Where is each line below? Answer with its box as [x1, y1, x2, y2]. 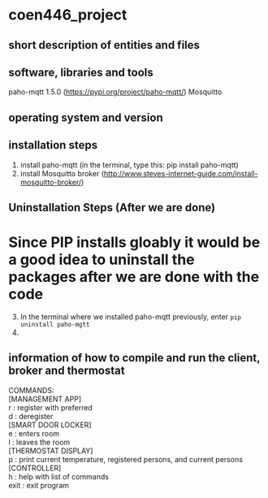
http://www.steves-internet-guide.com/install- [103, 168, 258, 178]
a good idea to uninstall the [8, 250, 195, 269]
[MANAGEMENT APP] [8, 394, 82, 404]
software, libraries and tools [8, 65, 153, 79]
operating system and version [8, 110, 164, 124]
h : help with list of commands [8, 471, 110, 481]
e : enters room [8, 428, 59, 438]
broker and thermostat [8, 364, 125, 378]
